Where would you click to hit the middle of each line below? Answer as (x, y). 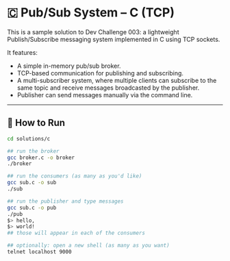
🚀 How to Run (36, 123)
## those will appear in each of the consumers (76, 233)
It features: (22, 52)
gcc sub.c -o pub (32, 208)
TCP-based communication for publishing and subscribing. (100, 73)
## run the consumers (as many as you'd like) (75, 176)
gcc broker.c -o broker (41, 158)
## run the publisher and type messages (66, 201)
